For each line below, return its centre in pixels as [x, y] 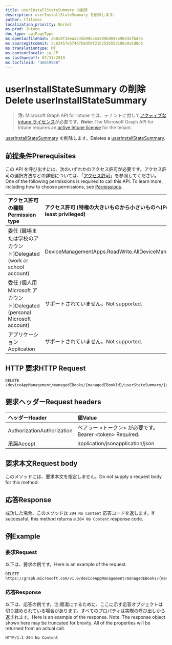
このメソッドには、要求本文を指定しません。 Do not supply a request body [84, 476]
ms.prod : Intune [23, 29]
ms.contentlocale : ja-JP [32, 53]
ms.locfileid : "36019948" [33, 63]
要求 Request [21, 552]
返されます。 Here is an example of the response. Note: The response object [85, 617]
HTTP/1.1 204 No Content [32, 638]
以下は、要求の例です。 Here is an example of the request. [66, 564]
